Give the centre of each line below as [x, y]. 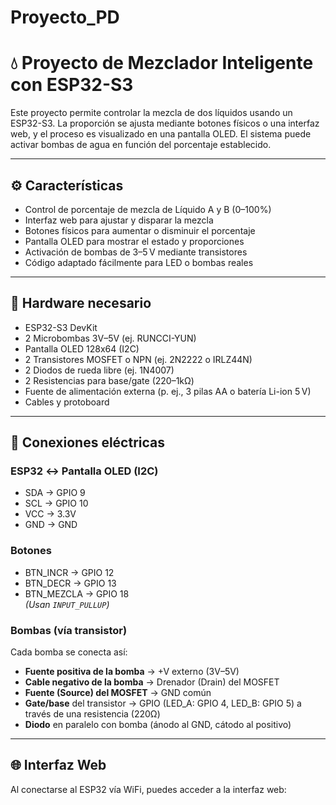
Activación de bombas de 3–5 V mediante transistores [136, 252]
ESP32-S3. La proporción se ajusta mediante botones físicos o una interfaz [165, 123]
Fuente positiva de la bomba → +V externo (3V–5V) [132, 672]
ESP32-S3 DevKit [61, 327]
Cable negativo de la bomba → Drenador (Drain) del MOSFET [152, 682]
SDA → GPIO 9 [55, 493]
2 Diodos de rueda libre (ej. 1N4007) [99, 370]
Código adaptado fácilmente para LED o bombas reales [139, 262]
